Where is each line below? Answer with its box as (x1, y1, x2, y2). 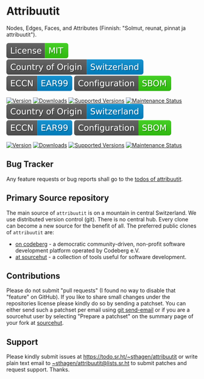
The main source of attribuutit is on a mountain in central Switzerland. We (6, 209, 197, 217)
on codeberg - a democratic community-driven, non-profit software (15, 240, 186, 248)
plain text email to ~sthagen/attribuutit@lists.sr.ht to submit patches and (6, 360, 187, 367)
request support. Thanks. (6, 366, 70, 374)
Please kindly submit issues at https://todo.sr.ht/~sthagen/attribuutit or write (6, 353, 198, 360)
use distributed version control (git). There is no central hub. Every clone (6, 215, 189, 223)
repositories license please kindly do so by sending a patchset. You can (6, 300, 186, 307)
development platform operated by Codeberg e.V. (15, 246, 140, 254)
